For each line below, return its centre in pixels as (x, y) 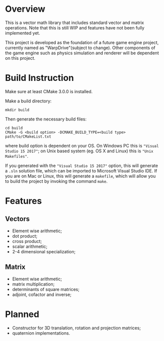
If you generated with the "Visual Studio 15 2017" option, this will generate (82, 166)
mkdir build (17, 110)
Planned (22, 314)
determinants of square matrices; (46, 289)
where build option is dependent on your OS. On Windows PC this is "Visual (82, 146)
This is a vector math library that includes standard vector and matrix (75, 23)
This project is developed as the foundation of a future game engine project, (82, 42)
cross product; (27, 241)
